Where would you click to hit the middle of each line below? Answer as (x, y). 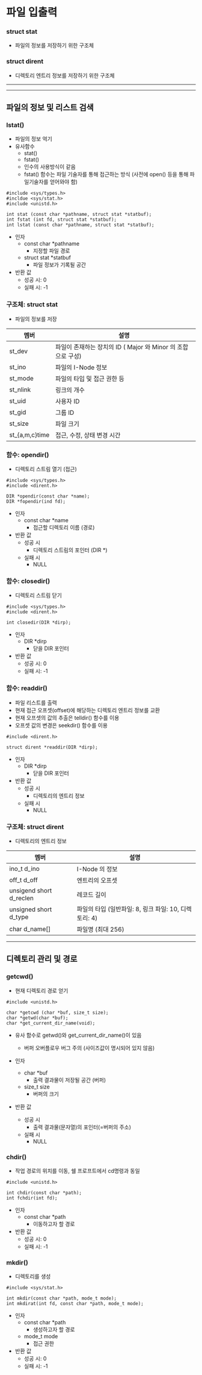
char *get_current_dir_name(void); (51, 1023)
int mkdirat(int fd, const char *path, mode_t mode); (75, 1304)
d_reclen (22, 898)
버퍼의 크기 (46, 1094)
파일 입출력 (32, 12)
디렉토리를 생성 (33, 1277)
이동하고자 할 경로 (54, 1224)
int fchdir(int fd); (32, 1198)
